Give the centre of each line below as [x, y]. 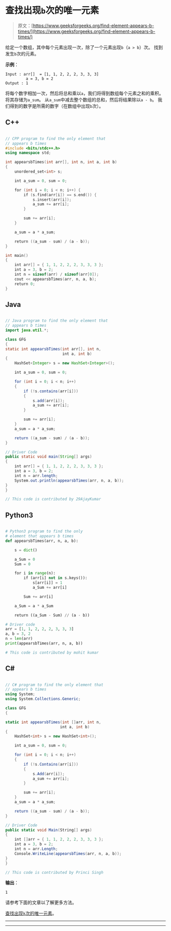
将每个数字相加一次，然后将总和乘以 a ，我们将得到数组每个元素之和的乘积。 [84, 93]
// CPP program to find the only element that [55, 138]
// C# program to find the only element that [54, 685]
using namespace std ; [28, 153]
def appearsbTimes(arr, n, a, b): [42, 541]
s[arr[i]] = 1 [47, 583]
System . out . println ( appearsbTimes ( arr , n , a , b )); [69, 481]
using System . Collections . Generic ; [43, 699]
